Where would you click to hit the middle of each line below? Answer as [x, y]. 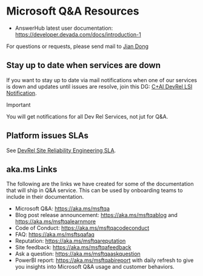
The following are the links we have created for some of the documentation [100, 184]
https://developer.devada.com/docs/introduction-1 [78, 34]
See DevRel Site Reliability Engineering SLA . [61, 150]
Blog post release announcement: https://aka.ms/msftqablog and [96, 215]
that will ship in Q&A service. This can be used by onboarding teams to [95, 190]
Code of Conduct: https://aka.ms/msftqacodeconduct [82, 228]
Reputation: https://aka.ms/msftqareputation [70, 241]
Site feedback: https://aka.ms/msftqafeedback [73, 247]
